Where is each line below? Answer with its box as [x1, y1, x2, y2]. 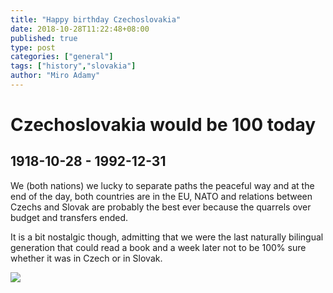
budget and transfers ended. [10, 211, 129, 223]
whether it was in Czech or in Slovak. [10, 252, 163, 264]
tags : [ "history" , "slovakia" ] [10, 61, 137, 71]
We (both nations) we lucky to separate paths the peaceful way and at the [10, 179, 315, 191]
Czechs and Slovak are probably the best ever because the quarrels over [10, 201, 312, 213]
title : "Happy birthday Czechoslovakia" [10, 14, 182, 25]
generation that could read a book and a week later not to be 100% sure [10, 241, 307, 253]
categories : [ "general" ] [10, 52, 114, 62]
